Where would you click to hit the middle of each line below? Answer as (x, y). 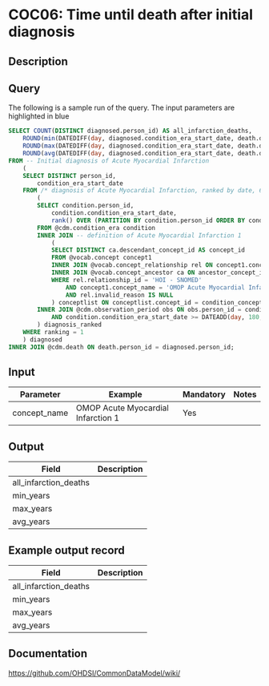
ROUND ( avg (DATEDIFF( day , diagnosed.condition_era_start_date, (128, 154)
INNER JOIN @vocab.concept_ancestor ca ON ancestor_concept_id (159, 273)
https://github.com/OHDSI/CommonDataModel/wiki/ (94, 673)
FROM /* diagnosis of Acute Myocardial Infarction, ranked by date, (139, 191)
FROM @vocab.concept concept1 (101, 258)
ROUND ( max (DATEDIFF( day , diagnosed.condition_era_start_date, (128, 146)
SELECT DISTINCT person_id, (69, 176)
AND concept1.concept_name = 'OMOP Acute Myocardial (155, 287)
